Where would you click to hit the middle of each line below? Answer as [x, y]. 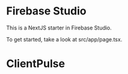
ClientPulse [35, 64]
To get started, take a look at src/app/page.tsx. [64, 39]
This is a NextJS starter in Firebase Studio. [59, 28]
